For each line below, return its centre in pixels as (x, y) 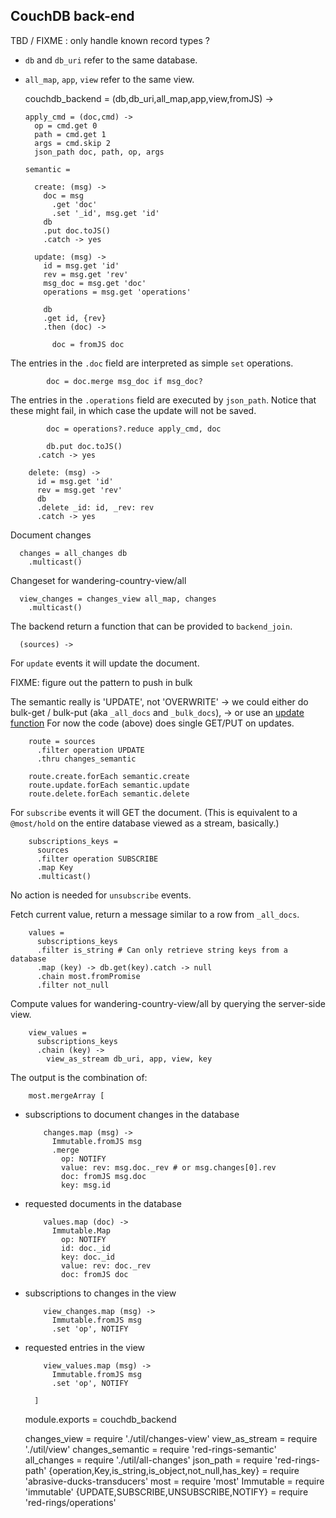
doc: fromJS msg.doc (104, 1176)
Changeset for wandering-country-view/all (98, 580)
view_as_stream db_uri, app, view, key (129, 1059)
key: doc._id (88, 1257)
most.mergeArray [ (66, 1095)
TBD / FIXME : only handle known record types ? (110, 40)
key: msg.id (86, 1185)
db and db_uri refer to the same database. (111, 60)
